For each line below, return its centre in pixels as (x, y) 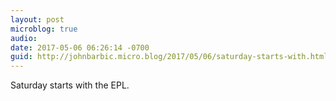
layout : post (37, 19)
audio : (24, 38)
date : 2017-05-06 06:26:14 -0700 (80, 47)
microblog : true (44, 29)
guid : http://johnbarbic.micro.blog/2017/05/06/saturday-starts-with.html (169, 57)
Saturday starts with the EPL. (70, 85)
